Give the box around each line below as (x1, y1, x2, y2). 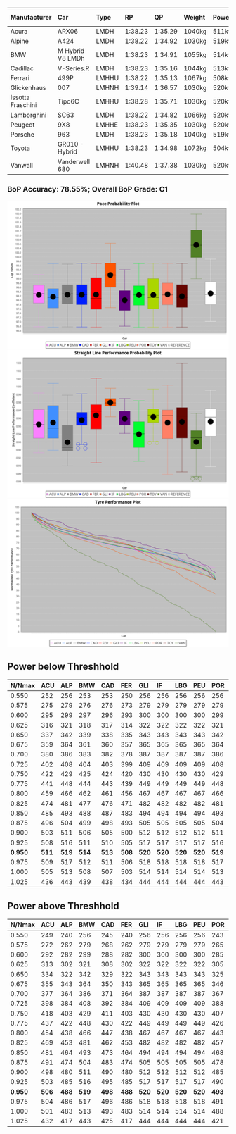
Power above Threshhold (7, 899, 119, 912)
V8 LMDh (57, 54, 85, 63)
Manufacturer (10, 13, 52, 21)
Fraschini (10, 101, 37, 109)
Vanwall (10, 161, 34, 169)
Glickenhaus (10, 84, 46, 92)
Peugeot (10, 120, 35, 129)
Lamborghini (10, 111, 47, 119)
